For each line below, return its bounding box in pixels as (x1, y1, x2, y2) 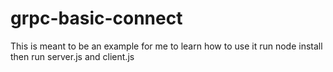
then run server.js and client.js (10, 50, 135, 62)
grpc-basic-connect (10, 7, 183, 30)
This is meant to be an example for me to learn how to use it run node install (10, 40, 323, 52)
